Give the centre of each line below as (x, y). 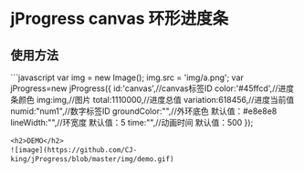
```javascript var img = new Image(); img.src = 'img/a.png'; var (127, 77)
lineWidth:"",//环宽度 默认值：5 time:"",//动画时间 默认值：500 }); (132, 122)
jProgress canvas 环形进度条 (120, 19)
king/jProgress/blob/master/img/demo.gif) (92, 159)
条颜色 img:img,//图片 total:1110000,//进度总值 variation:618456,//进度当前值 (152, 100)
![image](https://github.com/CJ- (74, 150)
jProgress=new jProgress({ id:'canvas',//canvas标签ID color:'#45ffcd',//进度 (152, 88)
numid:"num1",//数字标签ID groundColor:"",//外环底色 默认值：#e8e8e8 (144, 111)
